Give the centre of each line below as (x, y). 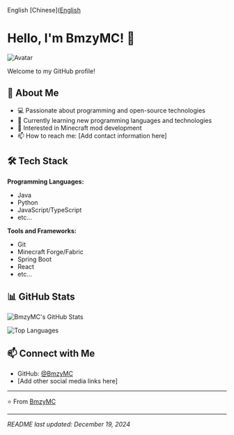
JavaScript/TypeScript (49, 209)
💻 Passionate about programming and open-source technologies (111, 110)
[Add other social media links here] (68, 381)
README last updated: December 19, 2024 (69, 425)
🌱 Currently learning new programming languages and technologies (115, 120)
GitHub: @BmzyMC (45, 374)
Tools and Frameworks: (42, 230)
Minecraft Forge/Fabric (50, 251)
